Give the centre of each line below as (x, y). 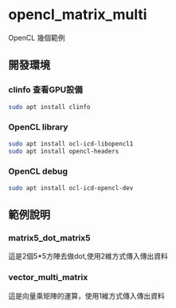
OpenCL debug (38, 171)
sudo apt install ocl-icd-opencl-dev (71, 188)
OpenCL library (38, 127)
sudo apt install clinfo (49, 107)
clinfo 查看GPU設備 (46, 90)
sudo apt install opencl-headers (64, 151)
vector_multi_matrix (48, 278)
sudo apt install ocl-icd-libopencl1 (71, 144)
